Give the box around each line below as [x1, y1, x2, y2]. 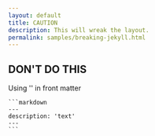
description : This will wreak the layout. [8, 26, 149, 34]
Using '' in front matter [8, 83, 81, 93]
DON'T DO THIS [8, 62, 87, 75]
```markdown [8, 99, 47, 107]
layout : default [8, 11, 61, 20]
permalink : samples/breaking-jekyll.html [8, 33, 146, 42]
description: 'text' [8, 112, 76, 120]
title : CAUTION [8, 19, 58, 27]
